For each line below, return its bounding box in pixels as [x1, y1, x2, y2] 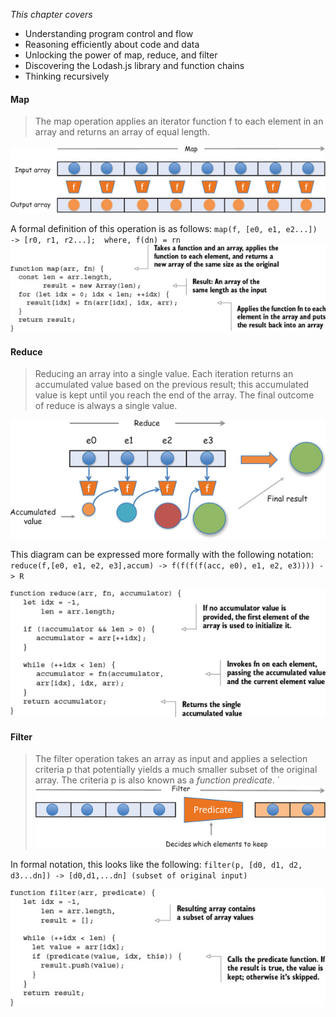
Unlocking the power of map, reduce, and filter [24, 49, 218, 61]
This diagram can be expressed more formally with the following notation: [10, 548, 314, 560]
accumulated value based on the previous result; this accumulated [34, 379, 310, 391]
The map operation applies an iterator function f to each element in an [34, 115, 324, 128]
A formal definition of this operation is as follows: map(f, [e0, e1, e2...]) [10, 222, 318, 234]
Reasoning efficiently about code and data [24, 39, 200, 50]
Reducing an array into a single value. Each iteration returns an [34, 368, 294, 380]
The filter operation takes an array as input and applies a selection [34, 753, 308, 765]
